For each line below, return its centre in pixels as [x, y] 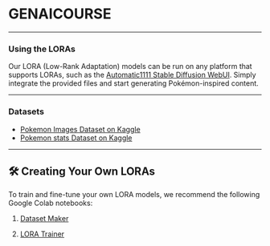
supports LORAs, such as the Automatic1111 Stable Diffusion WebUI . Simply [132, 75]
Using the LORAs [42, 49]
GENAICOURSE [60, 14]
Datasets [26, 111]
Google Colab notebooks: [51, 203]
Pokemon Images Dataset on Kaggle [80, 129]
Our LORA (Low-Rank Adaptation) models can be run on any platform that [130, 67]
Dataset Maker [44, 219]
